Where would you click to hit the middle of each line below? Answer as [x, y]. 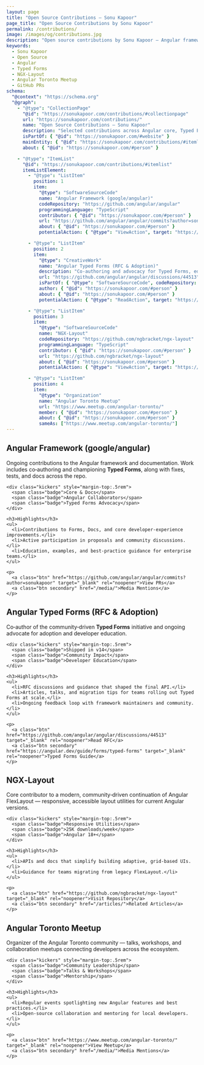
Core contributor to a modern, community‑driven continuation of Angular [97, 795]
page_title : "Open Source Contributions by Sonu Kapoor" [80, 23]
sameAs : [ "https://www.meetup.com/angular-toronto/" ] [108, 424]
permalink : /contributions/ [42, 29]
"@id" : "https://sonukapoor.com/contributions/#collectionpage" [105, 114]
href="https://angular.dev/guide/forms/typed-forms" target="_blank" [96, 751]
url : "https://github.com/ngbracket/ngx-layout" [101, 356]
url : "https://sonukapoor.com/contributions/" [82, 119]
